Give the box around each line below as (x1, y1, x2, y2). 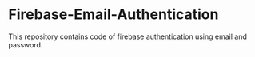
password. (8, 40, 43, 49)
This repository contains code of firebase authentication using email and (8, 32, 248, 41)
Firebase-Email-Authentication (8, 6, 219, 24)
